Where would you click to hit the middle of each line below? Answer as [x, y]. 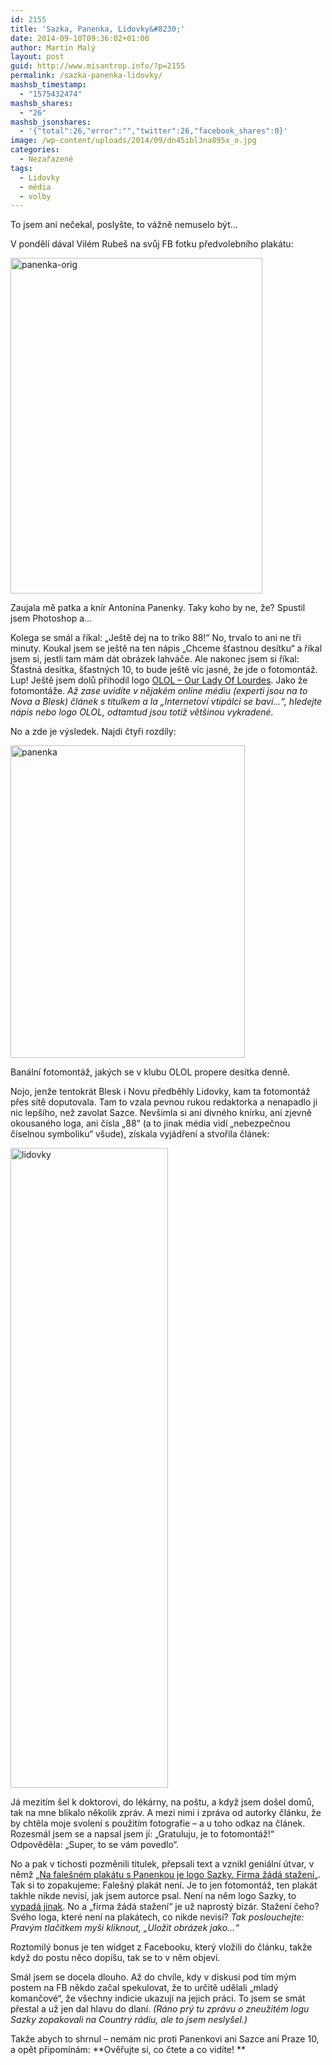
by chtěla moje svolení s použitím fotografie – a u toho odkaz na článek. [158, 1823]
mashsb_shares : [42, 103]
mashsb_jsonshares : [51, 122]
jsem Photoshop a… [51, 618]
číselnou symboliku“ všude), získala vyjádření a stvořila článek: [140, 1134]
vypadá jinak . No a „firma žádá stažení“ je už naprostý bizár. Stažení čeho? [165, 1907]
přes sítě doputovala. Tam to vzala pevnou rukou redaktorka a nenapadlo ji [164, 1102]
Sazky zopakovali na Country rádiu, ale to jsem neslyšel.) [129, 2020]
